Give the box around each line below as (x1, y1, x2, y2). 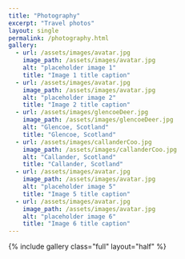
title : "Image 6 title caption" (22, 220, 131, 228)
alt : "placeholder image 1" (22, 64, 116, 72)
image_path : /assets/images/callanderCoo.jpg (22, 145, 178, 153)
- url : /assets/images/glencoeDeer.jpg (15, 109, 149, 117)
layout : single (8, 26, 59, 34)
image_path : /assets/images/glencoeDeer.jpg (22, 116, 174, 124)
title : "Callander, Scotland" (22, 161, 124, 169)
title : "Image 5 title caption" (22, 189, 131, 198)
